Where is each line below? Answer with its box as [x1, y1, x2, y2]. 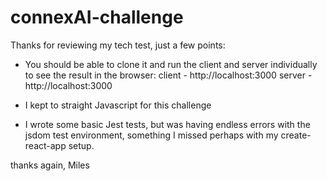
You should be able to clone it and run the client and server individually [24, 58, 318, 70]
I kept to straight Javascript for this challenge [24, 99, 212, 111]
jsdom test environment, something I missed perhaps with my [24, 129, 279, 141]
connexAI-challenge [10, 6, 184, 29]
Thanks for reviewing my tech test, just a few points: [10, 39, 226, 51]
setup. [68, 139, 95, 151]
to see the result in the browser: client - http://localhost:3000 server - [24, 69, 313, 81]
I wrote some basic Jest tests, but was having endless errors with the [24, 118, 311, 130]
